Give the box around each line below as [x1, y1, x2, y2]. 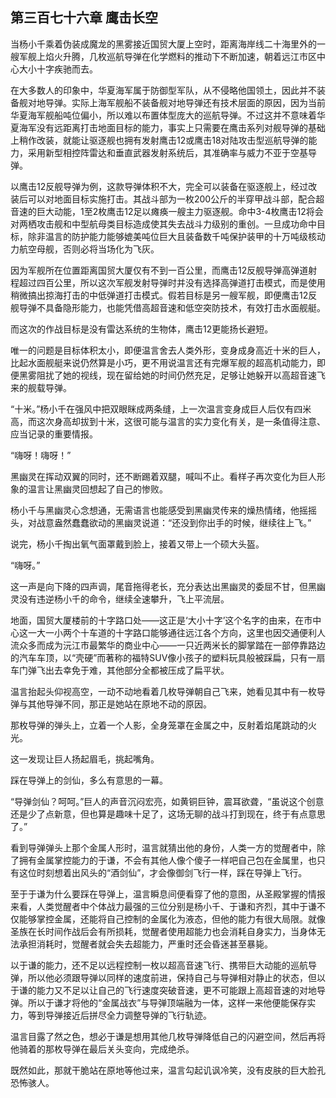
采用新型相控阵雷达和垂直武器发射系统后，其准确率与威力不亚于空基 [27, 146, 308, 158]
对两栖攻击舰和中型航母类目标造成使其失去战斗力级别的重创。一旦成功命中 [10, 218, 317, 230]
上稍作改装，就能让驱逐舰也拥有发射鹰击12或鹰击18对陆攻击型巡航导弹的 [10, 134, 309, 146]
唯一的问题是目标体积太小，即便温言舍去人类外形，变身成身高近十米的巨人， [10, 344, 326, 356]
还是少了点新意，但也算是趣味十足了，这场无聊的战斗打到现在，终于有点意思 [10, 808, 326, 820]
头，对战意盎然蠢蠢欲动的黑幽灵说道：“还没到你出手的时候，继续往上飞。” [10, 516, 312, 528]
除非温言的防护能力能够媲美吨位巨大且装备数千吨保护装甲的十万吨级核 [27, 230, 317, 242]
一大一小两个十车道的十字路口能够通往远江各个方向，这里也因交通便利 [27, 626, 317, 638]
